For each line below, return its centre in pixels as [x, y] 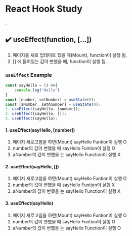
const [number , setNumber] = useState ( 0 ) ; [51, 100]
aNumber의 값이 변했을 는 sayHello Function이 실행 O [67, 228]
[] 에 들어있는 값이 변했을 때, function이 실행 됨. [60, 61]
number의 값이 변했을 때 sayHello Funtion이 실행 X [64, 185]
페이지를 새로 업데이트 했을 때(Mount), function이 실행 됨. [70, 55]
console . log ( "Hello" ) [37, 90]
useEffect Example [29, 75]
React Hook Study [44, 9]
